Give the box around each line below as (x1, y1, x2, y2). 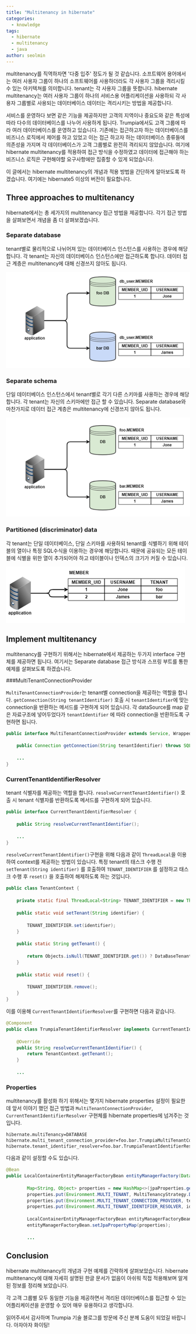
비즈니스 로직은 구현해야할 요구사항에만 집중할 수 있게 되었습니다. (6, 156, 155, 163)
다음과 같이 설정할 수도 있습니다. (6, 1154, 80, 1161)
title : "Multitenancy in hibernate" (6, 9, 95, 15)
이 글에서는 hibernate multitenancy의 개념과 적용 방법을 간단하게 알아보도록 (6, 168, 180, 175)
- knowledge (11, 22, 41, 27)
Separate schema (6, 377, 57, 385)
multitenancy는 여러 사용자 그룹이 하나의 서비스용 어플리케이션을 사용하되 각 (6, 92, 180, 99)
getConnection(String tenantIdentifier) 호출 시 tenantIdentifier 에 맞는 (13, 696, 189, 703)
